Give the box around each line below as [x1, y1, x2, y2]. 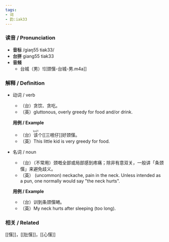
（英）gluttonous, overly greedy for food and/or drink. [20, 109, 133, 115]
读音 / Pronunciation [5, 34, 55, 41]
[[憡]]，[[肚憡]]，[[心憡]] [5, 231, 56, 237]
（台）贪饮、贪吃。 [20, 102, 61, 108]
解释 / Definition [5, 79, 45, 86]
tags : [5, 7, 17, 13]
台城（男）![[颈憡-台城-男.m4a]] [20, 66, 87, 72]
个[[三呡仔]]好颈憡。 [37, 132, 80, 138]
